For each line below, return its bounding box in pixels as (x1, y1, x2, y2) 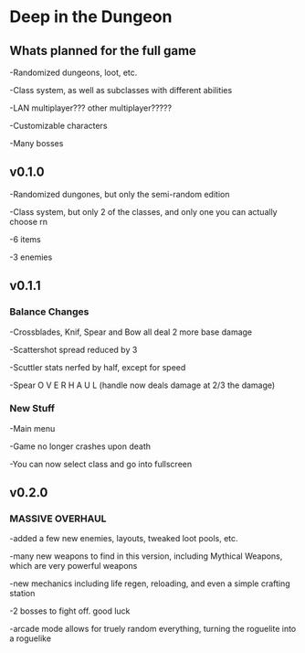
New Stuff (9, 402, 56, 415)
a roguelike (9, 633, 52, 644)
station (9, 588, 36, 599)
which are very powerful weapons (9, 561, 138, 572)
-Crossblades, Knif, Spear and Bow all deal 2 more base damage (9, 326, 253, 337)
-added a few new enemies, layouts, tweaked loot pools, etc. (9, 533, 239, 544)
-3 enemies (9, 252, 53, 262)
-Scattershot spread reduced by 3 (9, 344, 138, 355)
